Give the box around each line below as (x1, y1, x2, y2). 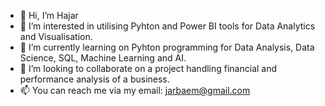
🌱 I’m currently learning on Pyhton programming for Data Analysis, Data (19, 41, 315, 53)
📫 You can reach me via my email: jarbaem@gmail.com (19, 85, 251, 96)
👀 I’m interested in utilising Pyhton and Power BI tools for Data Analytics (19, 20, 316, 32)
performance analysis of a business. (19, 73, 170, 85)
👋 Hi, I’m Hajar (19, 10, 79, 21)
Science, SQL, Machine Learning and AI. (19, 52, 187, 64)
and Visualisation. (19, 31, 93, 42)
